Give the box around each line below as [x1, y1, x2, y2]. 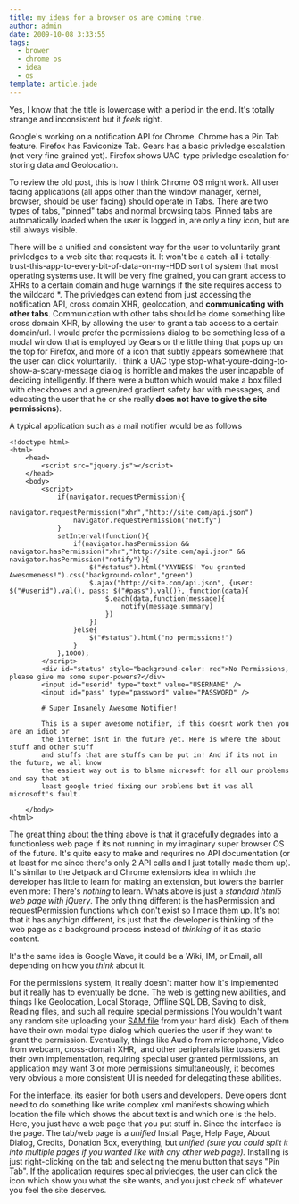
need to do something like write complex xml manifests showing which [9, 1099, 270, 1109]
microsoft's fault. [9, 789, 82, 798]
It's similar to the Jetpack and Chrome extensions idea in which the [9, 866, 256, 877]
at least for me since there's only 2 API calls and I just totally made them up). [9, 857, 291, 868]
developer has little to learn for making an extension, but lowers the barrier [9, 876, 284, 887]
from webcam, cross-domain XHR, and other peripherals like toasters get [9, 1043, 281, 1055]
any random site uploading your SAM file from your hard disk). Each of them [9, 1015, 290, 1026]
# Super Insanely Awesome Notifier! [41, 703, 178, 712]
